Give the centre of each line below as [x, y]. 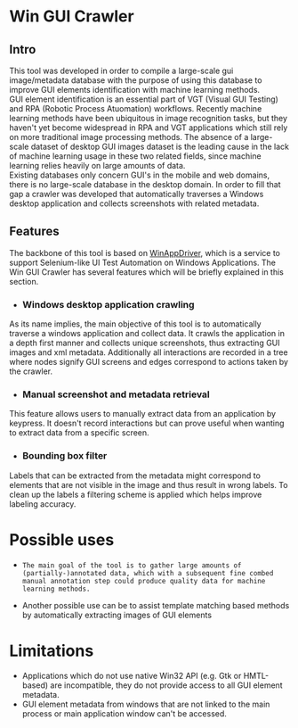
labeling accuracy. [43, 504]
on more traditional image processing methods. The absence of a [129, 137]
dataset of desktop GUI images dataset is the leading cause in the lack [160, 146]
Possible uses [62, 539]
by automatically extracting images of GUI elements [117, 615]
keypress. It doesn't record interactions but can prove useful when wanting [147, 423]
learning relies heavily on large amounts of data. [97, 165]
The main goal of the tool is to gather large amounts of [132, 565]
